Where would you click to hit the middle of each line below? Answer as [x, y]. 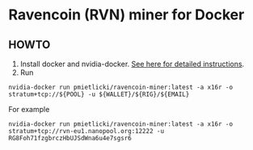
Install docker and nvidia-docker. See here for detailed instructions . [132, 64]
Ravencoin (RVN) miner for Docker [126, 15]
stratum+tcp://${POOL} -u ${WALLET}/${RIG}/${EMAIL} [99, 94]
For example [29, 109]
